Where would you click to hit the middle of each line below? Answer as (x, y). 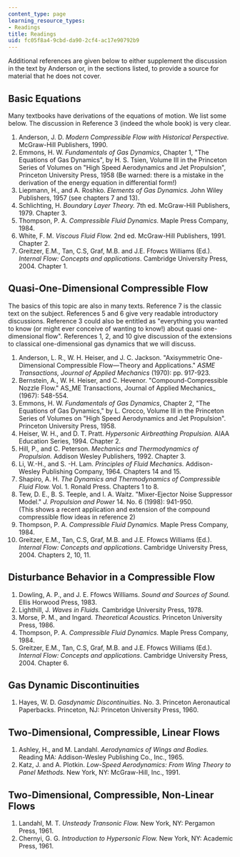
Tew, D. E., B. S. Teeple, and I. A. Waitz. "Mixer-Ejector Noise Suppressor (125, 494)
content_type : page (37, 14)
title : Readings (32, 34)
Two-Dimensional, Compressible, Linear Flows (114, 732)
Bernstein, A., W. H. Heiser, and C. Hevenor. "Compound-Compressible (123, 380)
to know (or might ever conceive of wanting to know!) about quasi (105, 329)
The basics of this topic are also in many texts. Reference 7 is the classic (115, 306)
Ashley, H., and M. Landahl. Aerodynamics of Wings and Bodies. (114, 750)
